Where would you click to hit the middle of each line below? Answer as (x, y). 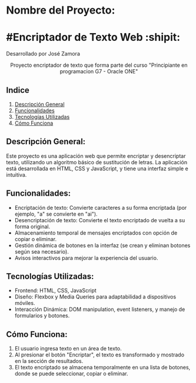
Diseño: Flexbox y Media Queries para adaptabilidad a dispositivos (95, 297)
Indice (18, 90)
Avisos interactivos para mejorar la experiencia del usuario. (86, 258)
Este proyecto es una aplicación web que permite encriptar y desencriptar (96, 156)
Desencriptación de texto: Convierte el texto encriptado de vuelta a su (100, 220)
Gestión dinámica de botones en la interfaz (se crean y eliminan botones (102, 245)
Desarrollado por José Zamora (43, 54)
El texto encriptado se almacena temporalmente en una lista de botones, (102, 368)
